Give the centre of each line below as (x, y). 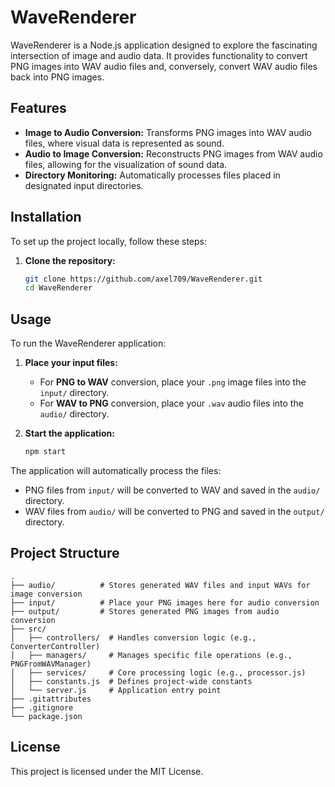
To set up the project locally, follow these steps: (109, 241)
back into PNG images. (57, 77)
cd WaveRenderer (58, 288)
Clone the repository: (70, 260)
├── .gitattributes (51, 699)
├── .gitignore (42, 707)
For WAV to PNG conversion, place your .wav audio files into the (171, 403)
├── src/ (28, 629)
